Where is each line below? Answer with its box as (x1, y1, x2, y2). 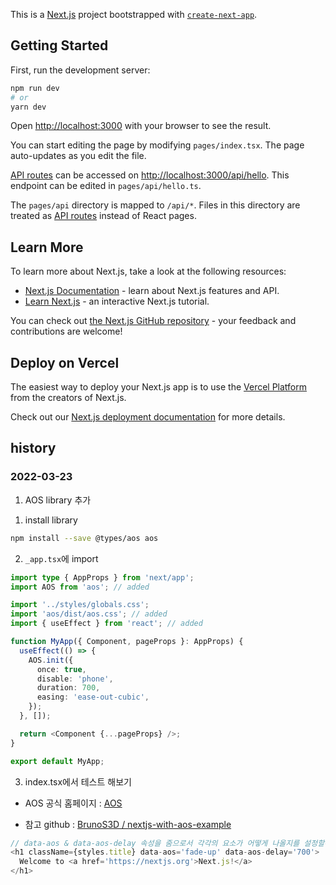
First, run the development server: (10, 64, 151, 76)
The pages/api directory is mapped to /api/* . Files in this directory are (10, 199, 301, 211)
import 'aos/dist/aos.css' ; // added (10, 609, 168, 619)
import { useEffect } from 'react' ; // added (10, 619, 203, 629)
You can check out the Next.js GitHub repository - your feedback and (10, 315, 297, 327)
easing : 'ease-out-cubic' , (36, 692, 150, 703)
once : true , (36, 664, 87, 674)
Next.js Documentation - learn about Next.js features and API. (24, 285, 280, 297)
